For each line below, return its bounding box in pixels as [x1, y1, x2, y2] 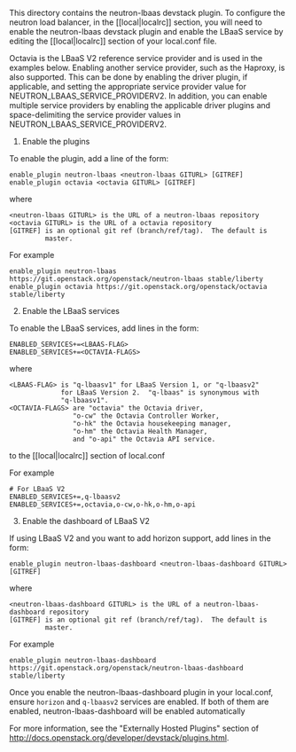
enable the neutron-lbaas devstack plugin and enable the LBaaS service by [9, 27, 284, 36]
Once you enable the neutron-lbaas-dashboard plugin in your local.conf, [9, 687, 274, 697]
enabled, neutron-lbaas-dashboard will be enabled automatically [9, 706, 245, 717]
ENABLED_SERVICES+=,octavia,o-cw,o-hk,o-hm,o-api [9, 500, 197, 509]
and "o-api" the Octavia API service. [72, 435, 216, 443]
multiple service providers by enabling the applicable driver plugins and [9, 100, 271, 110]
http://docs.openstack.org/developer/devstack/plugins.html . [9, 732, 230, 743]
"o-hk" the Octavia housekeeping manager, [72, 419, 232, 428]
